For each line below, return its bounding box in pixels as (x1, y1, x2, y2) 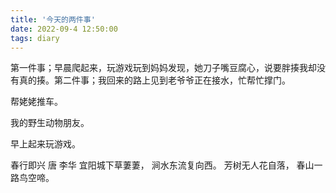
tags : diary (10, 33, 60, 43)
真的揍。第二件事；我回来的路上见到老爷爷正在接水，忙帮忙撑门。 (18, 74, 291, 86)
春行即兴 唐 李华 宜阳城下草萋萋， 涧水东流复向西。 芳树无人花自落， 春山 (10, 159, 315, 171)
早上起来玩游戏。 (10, 138, 81, 150)
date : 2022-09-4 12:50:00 (10, 24, 118, 34)
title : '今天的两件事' (10, 14, 96, 25)
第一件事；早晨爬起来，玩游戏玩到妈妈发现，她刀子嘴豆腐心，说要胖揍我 (10, 62, 308, 74)
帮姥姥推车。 (10, 96, 63, 108)
